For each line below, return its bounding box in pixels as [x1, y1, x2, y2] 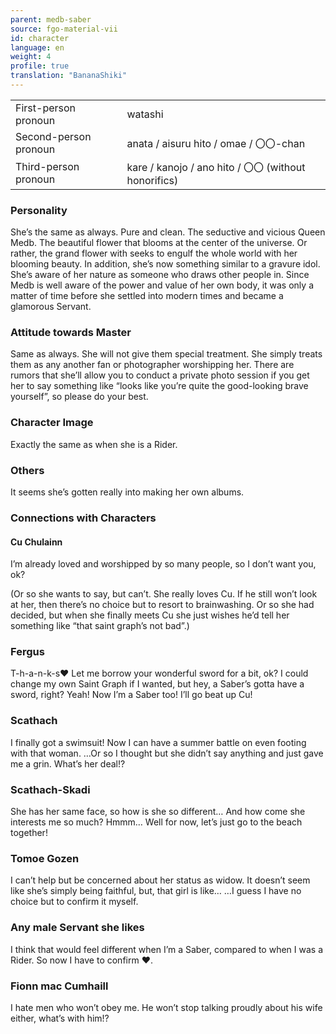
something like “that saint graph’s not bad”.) [10, 620, 190, 632]
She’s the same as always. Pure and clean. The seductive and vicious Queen [10, 226, 326, 238]
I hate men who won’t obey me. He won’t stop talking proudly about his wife [10, 1001, 323, 1013]
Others [10, 463, 45, 477]
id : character [10, 33, 70, 43]
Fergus [10, 645, 45, 659]
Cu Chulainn [10, 536, 63, 548]
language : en [10, 42, 65, 53]
